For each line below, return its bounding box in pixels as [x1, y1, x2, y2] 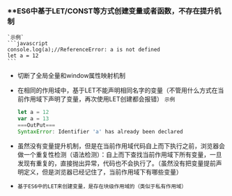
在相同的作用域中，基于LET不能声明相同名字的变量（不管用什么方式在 [17, 86, 218, 95]
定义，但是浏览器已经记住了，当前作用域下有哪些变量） [23, 168, 183, 176]
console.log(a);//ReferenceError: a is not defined [7, 47, 160, 54]
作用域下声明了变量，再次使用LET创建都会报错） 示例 [23, 95, 176, 104]
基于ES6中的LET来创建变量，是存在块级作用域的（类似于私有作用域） [17, 183, 187, 190]
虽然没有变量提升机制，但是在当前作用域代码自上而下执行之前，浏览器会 [17, 141, 225, 150]
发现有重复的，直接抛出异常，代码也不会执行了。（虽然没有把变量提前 [17, 158, 216, 168]
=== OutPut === [17, 122, 56, 129]
